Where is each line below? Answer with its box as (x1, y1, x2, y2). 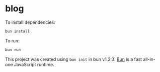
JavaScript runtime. (14, 61, 55, 67)
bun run (5, 47, 21, 52)
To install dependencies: (5, 19, 56, 25)
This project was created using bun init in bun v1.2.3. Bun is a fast (5, 56, 142, 62)
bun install (5, 29, 30, 34)
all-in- (143, 56, 156, 62)
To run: (5, 37, 20, 43)
